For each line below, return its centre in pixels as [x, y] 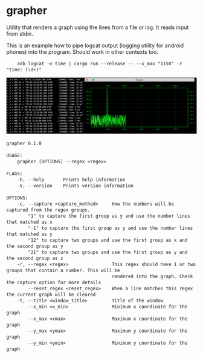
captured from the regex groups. [48, 210]
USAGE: [14, 155]
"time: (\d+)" [24, 70]
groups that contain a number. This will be [63, 270]
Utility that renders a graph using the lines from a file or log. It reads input [98, 27]
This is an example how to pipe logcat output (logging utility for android [95, 45]
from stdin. [20, 33]
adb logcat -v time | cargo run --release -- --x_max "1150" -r [100, 63]
